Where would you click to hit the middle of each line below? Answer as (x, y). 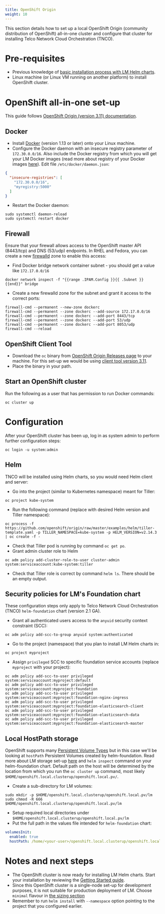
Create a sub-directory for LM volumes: (52, 786)
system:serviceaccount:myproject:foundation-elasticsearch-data (72, 715)
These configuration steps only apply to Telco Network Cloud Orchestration (82, 606)
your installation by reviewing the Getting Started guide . (69, 880)
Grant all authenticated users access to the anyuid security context (80, 621)
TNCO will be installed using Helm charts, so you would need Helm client (79, 477)
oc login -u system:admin (31, 450)
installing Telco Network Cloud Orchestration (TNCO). (59, 39)
